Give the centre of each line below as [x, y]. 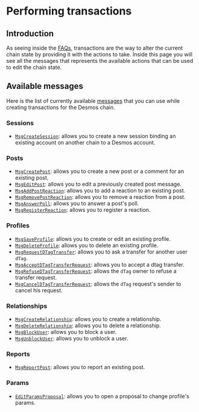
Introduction [30, 34]
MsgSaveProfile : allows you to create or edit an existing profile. [93, 239]
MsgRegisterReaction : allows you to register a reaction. [83, 210]
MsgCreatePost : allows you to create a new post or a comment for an [99, 171]
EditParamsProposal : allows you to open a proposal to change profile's [102, 396]
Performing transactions [69, 11]
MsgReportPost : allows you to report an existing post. [80, 367]
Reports [18, 354]
